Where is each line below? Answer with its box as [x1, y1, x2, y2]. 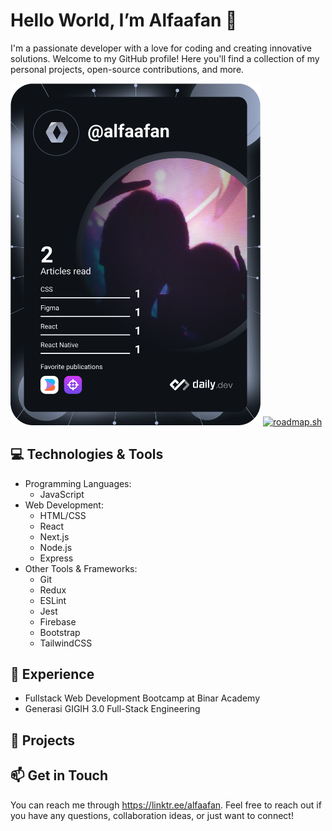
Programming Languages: [24, 477, 132, 489]
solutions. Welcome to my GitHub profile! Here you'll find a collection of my [10, 52, 320, 64]
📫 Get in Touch [10, 767, 109, 784]
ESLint [39, 594, 67, 606]
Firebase [39, 615, 77, 628]
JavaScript [39, 488, 85, 500]
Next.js [39, 530, 70, 543]
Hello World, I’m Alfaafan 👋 [10, 9, 238, 32]
